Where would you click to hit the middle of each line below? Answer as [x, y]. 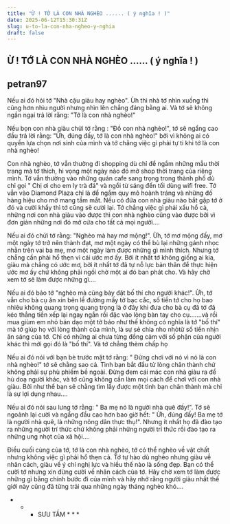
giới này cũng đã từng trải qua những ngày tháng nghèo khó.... [95, 487]
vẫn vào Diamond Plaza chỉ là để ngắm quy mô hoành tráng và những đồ [110, 193]
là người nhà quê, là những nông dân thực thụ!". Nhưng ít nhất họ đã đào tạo [115, 422]
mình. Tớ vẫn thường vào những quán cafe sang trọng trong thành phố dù [111, 178]
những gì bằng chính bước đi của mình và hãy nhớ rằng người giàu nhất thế [113, 479]
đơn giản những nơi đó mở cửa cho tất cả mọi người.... [83, 222]
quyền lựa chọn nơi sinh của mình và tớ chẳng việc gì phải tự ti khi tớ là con [113, 143]
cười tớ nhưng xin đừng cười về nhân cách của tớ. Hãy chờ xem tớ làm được [114, 472]
